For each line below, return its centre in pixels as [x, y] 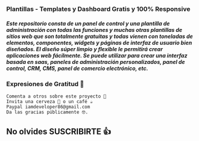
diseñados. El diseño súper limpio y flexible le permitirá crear [84, 49]
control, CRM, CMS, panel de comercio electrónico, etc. [77, 68]
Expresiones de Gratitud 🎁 [45, 84]
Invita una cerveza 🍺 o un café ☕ [50, 102]
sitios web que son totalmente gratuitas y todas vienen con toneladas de [99, 36]
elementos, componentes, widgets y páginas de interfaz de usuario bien [99, 42]
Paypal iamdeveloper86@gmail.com [48, 107]
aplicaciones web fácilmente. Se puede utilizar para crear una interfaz [97, 55]
